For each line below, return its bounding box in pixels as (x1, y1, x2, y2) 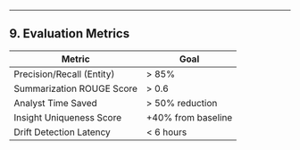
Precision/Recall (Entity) (13, 68, 115, 80)
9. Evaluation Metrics (9, 26, 130, 41)
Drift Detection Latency (13, 126, 112, 138)
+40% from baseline (146, 111, 233, 123)
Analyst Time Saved (13, 96, 98, 109)
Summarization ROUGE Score (13, 82, 138, 95)
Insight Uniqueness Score (13, 111, 122, 123)
